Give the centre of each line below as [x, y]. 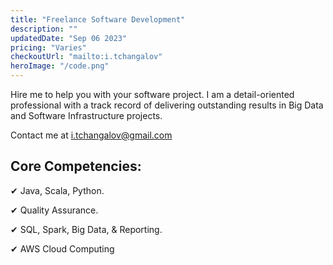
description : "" [44, 29]
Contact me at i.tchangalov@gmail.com [91, 135]
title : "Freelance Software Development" [98, 19]
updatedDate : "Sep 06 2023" [69, 38]
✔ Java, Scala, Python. [57, 190]
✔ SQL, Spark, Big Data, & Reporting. [86, 229]
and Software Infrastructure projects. [86, 115]
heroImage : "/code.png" [60, 66]
